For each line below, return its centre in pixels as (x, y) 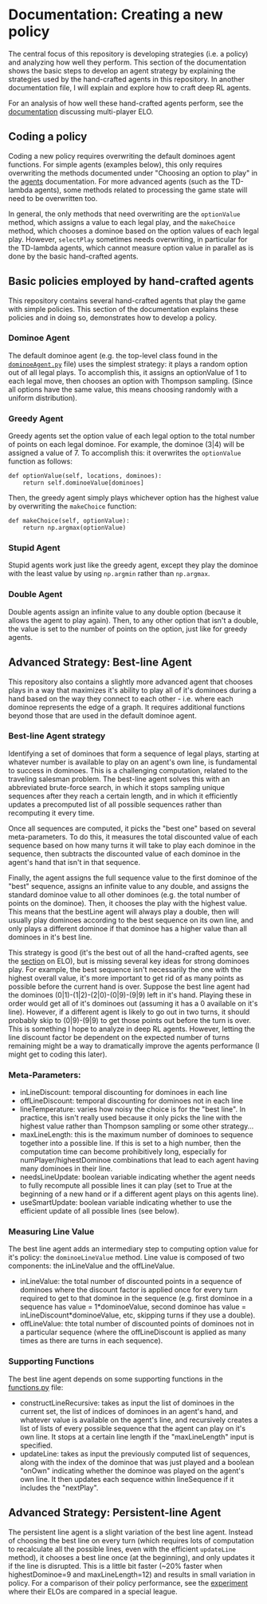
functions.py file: (36, 1387)
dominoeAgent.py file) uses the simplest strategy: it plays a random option (128, 364)
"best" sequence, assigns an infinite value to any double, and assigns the (129, 886)
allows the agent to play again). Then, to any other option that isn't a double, (133, 620)
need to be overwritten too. (53, 198)
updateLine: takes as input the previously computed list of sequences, (135, 1453)
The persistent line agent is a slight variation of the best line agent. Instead (131, 1532)
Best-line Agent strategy (57, 736)
